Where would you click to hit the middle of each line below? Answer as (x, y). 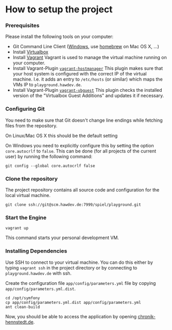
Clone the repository (32, 179)
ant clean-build (23, 307)
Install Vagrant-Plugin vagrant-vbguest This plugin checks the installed (88, 90)
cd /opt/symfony (23, 298)
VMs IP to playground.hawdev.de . (47, 85)
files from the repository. (31, 125)
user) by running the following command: (49, 156)
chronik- (147, 316)
